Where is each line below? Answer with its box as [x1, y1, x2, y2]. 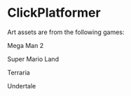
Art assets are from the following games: [7, 28, 125, 36]
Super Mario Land [7, 54, 60, 63]
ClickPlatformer [7, 5, 101, 21]
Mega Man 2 [7, 41, 44, 49]
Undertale [7, 81, 36, 90]
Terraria [7, 68, 30, 77]
